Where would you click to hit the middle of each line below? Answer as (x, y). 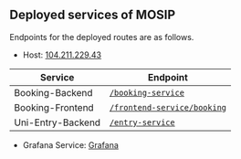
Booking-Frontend (54, 107)
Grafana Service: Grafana (70, 144)
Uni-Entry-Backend (58, 122)
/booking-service (147, 92)
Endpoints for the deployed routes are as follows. (102, 37)
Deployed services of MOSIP (93, 15)
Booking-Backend (53, 92)
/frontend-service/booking (168, 107)
